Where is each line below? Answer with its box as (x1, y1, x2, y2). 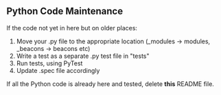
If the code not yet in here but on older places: (6, 23, 138, 32)
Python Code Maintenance (6, 6, 124, 17)
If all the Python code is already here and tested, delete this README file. (6, 79, 214, 88)
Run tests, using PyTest (16, 59, 83, 67)
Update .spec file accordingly (16, 66, 100, 74)
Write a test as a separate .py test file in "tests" (16, 52, 150, 60)
